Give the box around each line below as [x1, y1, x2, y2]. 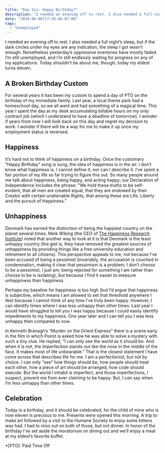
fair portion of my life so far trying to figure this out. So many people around [5, 171, 159, 177]
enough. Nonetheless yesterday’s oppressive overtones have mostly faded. [5, 50, 158, 56]
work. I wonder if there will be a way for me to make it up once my [5, 123, 139, 129]
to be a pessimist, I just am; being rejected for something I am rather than [5, 267, 153, 273]
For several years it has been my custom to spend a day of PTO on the [5, 92, 148, 98]
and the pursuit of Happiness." [5, 198, 67, 204]
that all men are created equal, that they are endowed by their [22, 187, 147, 193]
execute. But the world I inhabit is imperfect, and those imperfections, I [5, 369, 149, 375]
